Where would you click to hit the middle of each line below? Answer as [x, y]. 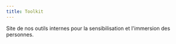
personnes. [20, 34]
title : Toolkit [25, 11]
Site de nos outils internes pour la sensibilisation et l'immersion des [88, 28]
